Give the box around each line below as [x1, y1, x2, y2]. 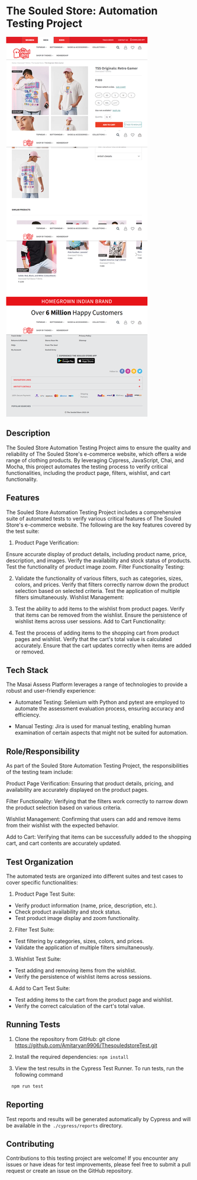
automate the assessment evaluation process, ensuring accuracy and [14, 705, 185, 712]
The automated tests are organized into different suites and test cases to [6, 873, 183, 880]
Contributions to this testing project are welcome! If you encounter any [6, 1154, 179, 1162]
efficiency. [14, 711, 40, 719]
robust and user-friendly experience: [6, 687, 96, 694]
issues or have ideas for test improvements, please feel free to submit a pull [6, 1161, 191, 1168]
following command [14, 1071, 63, 1078]
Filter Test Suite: [14, 926, 55, 933]
